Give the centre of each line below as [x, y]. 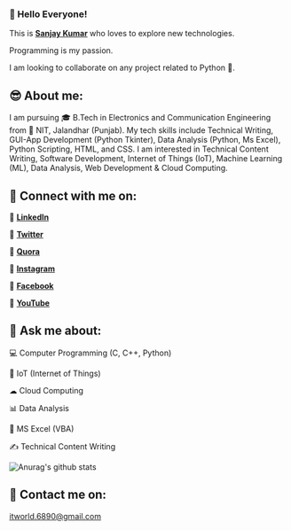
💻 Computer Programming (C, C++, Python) [90, 353]
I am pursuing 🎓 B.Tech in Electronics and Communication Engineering [140, 118]
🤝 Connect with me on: [73, 195]
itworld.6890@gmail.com [55, 516]
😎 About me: [47, 95]
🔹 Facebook [31, 285]
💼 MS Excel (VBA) [42, 428]
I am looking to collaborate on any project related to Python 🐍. [122, 68]
